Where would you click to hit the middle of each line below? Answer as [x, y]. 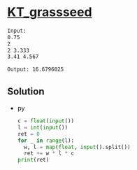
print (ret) [33, 160]
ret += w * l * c [49, 154]
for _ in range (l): [46, 141]
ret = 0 [28, 134]
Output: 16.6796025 [36, 70]
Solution [26, 91]
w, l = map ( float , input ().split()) [77, 147]
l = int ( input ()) [43, 127]
